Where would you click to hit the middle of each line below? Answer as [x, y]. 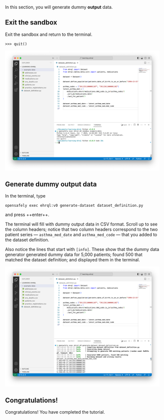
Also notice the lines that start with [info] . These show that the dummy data [82, 249]
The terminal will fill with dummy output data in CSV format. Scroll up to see [81, 224]
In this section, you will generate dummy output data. [59, 7]
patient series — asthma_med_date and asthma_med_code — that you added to [81, 234]
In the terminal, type [25, 196]
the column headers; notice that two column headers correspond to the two [82, 229]
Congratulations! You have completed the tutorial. [55, 412]
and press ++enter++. [27, 214]
